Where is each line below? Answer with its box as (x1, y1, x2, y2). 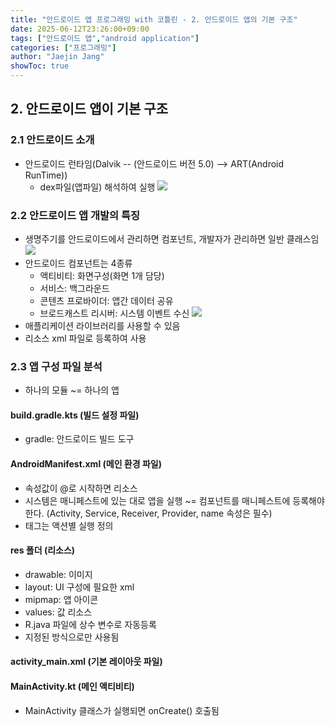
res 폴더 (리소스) (10, 544, 76, 556)
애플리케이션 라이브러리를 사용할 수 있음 (24, 319, 181, 331)
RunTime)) (24, 169, 68, 181)
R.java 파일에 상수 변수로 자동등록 (24, 618, 157, 630)
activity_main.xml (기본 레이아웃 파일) (10, 656, 163, 668)
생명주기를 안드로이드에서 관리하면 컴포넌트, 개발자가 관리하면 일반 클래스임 (24, 232, 320, 245)
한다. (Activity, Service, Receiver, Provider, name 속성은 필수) (24, 507, 273, 519)
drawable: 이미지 (24, 568, 93, 580)
